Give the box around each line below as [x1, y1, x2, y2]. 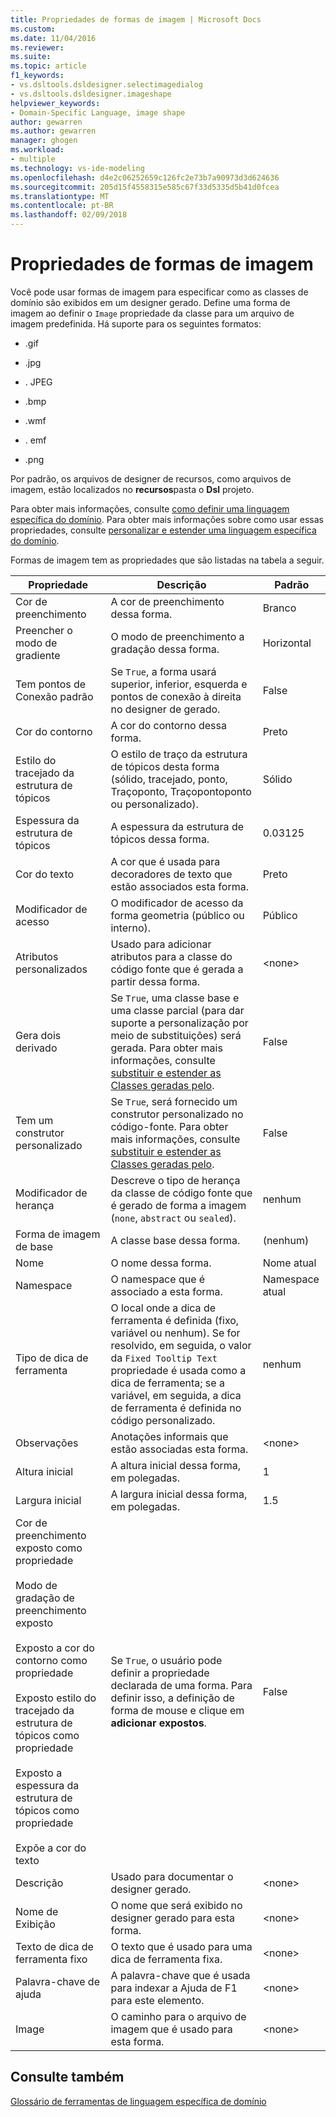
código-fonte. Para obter [110, 1119, 229, 1133]
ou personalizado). [110, 797, 199, 811]
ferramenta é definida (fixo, [110, 1313, 240, 1327]
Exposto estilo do [15, 1691, 97, 1705]
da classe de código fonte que [110, 1186, 253, 1200]
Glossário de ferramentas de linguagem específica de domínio [10, 2095, 267, 2107]
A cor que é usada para [110, 854, 221, 868]
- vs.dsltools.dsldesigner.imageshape [10, 89, 172, 99]
